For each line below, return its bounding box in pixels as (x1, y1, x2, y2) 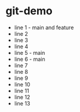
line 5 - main (14, 49, 45, 56)
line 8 (14, 68, 28, 75)
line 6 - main (14, 55, 45, 63)
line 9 (14, 74, 28, 82)
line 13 (14, 99, 30, 107)
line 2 (14, 30, 28, 37)
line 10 (14, 80, 30, 88)
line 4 (14, 43, 28, 50)
